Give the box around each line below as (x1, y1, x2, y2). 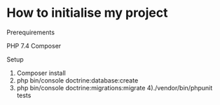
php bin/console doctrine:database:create (16, 76, 139, 85)
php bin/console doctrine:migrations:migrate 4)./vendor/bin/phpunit (16, 83, 213, 92)
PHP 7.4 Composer (6, 41, 62, 50)
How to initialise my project (6, 5, 168, 21)
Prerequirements (6, 28, 55, 36)
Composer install (16, 69, 66, 77)
